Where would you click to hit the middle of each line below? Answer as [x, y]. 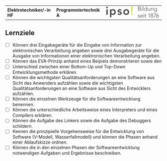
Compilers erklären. [33, 115]
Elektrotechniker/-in [29, 10]
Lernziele [20, 33]
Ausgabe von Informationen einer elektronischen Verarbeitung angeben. [86, 55]
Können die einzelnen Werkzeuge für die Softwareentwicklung [76, 99]
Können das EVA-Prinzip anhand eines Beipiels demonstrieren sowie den [87, 61]
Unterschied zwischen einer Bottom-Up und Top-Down [69, 67]
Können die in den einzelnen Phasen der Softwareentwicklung [76, 148]
